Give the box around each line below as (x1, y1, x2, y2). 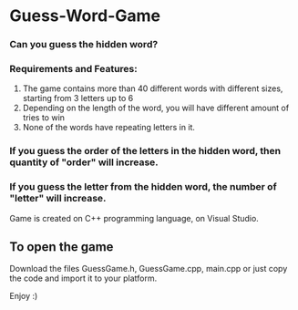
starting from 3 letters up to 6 (22, 93, 134, 104)
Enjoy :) (9, 291, 38, 302)
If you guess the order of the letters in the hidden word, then (9, 145, 281, 158)
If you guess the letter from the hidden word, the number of (9, 181, 277, 193)
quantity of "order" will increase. (9, 156, 159, 169)
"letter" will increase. (9, 192, 107, 205)
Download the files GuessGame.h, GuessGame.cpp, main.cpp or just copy (9, 263, 288, 274)
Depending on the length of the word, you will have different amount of (22, 102, 290, 114)
